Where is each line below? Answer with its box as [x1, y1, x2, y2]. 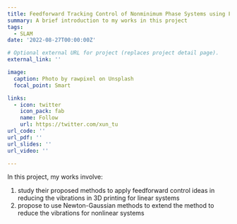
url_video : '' [7, 147, 49, 154]
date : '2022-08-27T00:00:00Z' [7, 37, 97, 44]
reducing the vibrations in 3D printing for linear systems [17, 194, 180, 202]
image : [7, 69, 27, 76]
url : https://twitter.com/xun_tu [20, 121, 119, 128]
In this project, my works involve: [7, 172, 104, 181]
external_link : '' [7, 56, 61, 64]
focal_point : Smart [13, 82, 71, 89]
